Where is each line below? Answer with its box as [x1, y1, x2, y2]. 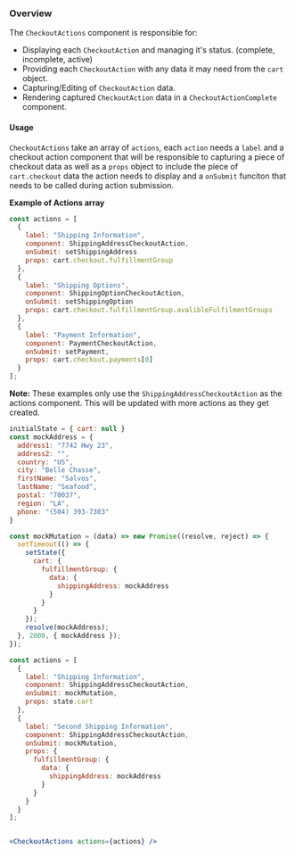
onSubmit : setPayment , [25, 347, 110, 356]
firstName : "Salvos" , [17, 474, 98, 484]
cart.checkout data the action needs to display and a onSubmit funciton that [9, 170, 287, 181]
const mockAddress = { [9, 432, 94, 442]
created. [9, 407, 40, 418]
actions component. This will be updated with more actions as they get [9, 398, 269, 408]
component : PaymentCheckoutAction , [25, 338, 158, 348]
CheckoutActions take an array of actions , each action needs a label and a [9, 142, 284, 153]
